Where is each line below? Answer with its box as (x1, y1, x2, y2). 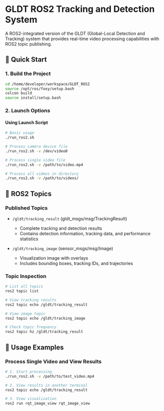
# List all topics (5, 284, 43, 289)
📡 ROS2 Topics (5, 190, 52, 198)
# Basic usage (5, 131, 35, 136)
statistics (19, 236, 39, 242)
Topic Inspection (5, 273, 47, 279)
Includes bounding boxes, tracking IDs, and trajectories (19, 260, 133, 266)
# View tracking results (5, 297, 57, 302)
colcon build (5, 91, 32, 96)
